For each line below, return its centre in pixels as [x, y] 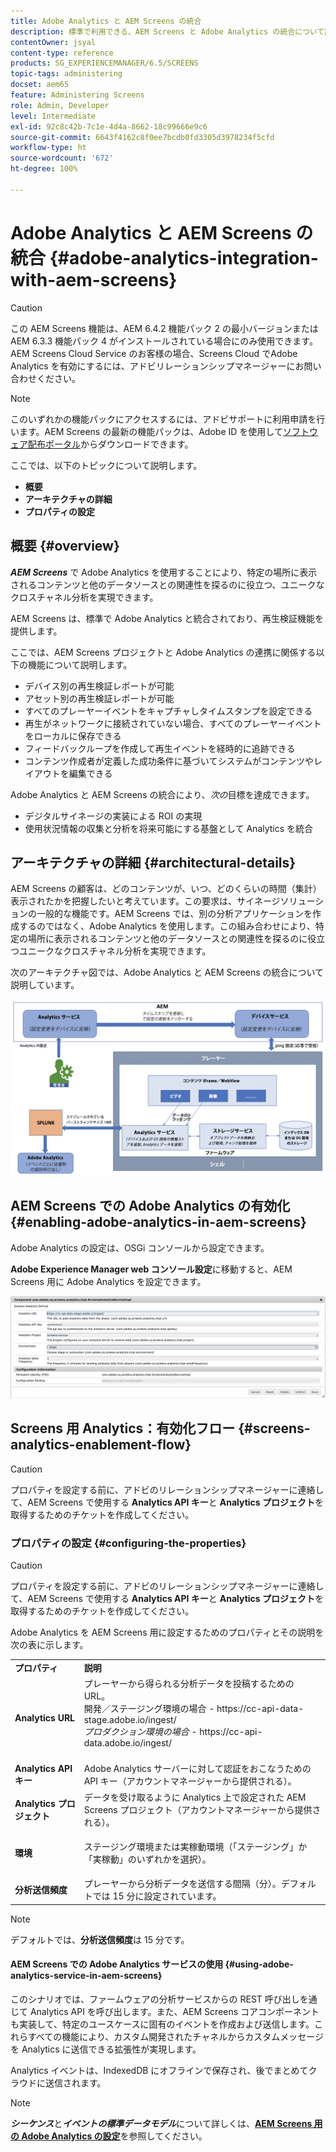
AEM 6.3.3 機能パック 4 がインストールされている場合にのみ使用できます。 [164, 341]
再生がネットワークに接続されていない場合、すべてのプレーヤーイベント [173, 723]
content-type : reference [62, 53]
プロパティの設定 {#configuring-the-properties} [128, 1543]
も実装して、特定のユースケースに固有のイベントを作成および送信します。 [162, 2024]
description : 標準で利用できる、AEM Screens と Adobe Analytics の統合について [167, 31]
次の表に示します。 [49, 1645]
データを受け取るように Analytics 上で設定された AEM [195, 1797]
